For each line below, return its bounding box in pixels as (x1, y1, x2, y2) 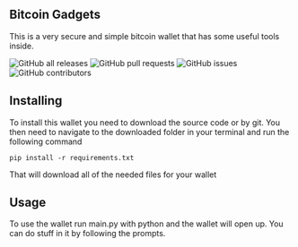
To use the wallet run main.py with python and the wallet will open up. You (9, 218, 285, 229)
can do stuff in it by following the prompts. (9, 228, 166, 239)
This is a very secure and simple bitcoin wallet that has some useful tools (9, 30, 280, 41)
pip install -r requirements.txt (9, 153, 135, 162)
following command (9, 136, 83, 147)
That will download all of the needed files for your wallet (9, 169, 217, 180)
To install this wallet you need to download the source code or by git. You (9, 116, 281, 128)
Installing (9, 93, 63, 108)
